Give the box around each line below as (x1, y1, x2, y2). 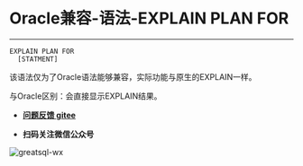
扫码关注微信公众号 (22, 128, 95, 139)
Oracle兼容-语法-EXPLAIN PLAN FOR (9, 8, 289, 29)
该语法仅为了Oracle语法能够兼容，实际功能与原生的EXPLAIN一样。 (9, 71, 257, 82)
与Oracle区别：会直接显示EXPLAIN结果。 (9, 91, 162, 101)
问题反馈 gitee (22, 109, 77, 120)
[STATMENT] (17, 55, 59, 64)
